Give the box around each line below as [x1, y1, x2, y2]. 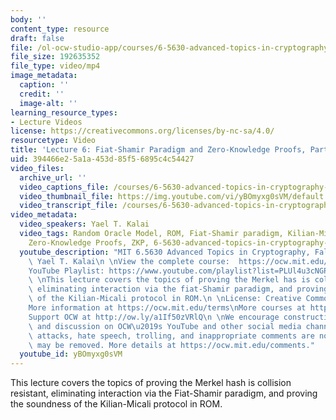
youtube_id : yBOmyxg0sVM [19, 349, 123, 360]
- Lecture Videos [10, 117, 83, 127]
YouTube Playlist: [28, 266, 105, 276]
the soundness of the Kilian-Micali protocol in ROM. [10, 398, 223, 410]
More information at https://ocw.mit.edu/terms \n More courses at [28, 303, 307, 313]
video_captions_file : [19, 182, 110, 192]
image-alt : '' [19, 98, 78, 108]
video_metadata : [10, 210, 78, 220]
